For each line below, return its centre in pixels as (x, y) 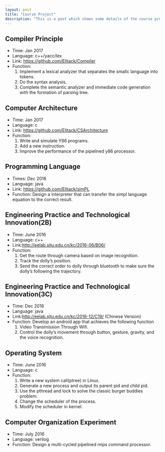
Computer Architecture (41, 108)
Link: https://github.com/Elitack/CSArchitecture (60, 130)
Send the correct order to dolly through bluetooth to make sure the (87, 266)
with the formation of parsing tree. (54, 93)
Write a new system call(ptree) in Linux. (59, 381)
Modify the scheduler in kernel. (51, 407)
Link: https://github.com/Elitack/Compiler (54, 61)
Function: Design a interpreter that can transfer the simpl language (80, 194)
